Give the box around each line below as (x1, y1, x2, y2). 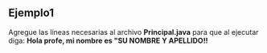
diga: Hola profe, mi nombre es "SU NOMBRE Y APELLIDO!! (8, 36, 208, 45)
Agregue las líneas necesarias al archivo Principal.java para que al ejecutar (8, 27, 259, 36)
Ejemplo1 (8, 6, 55, 20)
